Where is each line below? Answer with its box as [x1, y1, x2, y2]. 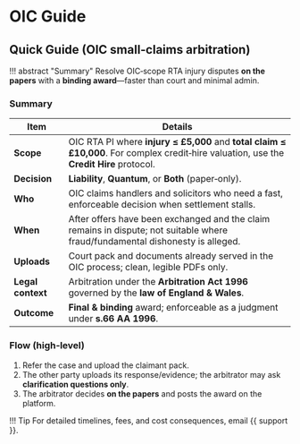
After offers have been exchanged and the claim [68, 213, 271, 226]
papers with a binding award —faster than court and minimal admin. [9, 75, 260, 86]
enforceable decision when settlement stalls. [68, 199, 256, 211]
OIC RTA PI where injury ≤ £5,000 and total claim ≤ [68, 136, 287, 149]
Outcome [13, 307, 54, 320]
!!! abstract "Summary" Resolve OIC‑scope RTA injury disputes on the [9, 65, 266, 76]
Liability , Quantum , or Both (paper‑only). [68, 173, 242, 185]
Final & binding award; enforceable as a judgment [68, 302, 279, 314]
